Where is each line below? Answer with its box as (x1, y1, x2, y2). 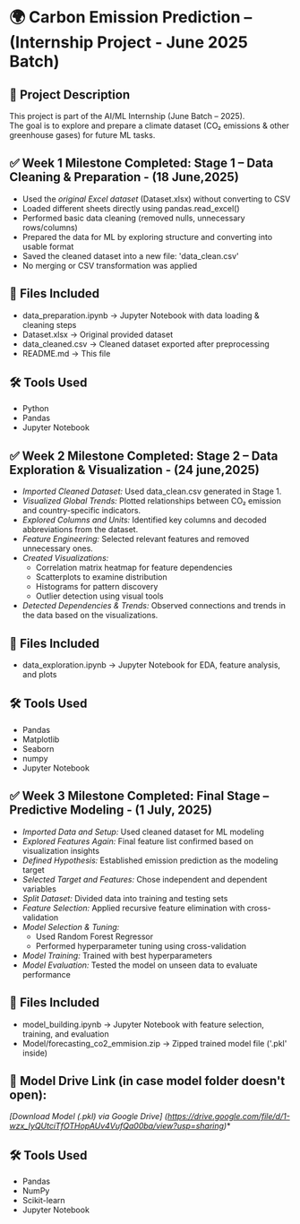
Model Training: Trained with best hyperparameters (21, 950, 213, 961)
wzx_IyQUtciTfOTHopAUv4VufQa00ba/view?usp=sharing (9, 1121, 225, 1132)
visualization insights (21, 845, 100, 856)
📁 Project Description (9, 87, 131, 102)
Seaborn (21, 743, 55, 754)
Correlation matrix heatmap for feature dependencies (35, 562, 233, 573)
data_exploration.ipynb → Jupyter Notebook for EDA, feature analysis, (21, 659, 280, 670)
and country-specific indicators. (21, 505, 141, 516)
